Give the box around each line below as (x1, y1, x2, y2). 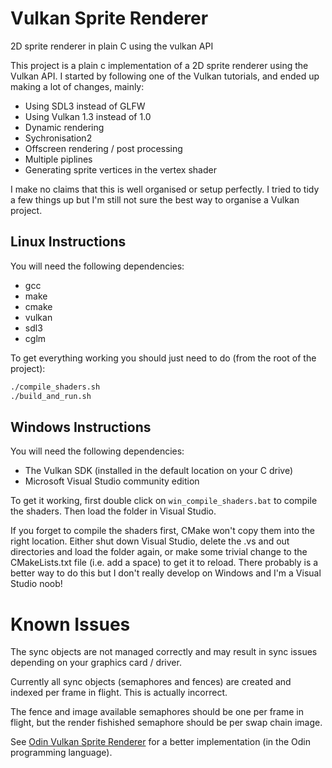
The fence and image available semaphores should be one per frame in (10, 706, 304, 718)
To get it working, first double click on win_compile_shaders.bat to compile (10, 495, 318, 507)
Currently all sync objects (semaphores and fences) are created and (10, 676, 292, 688)
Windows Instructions (10, 418, 152, 436)
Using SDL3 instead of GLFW (24, 100, 146, 112)
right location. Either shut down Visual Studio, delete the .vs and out (10, 535, 290, 547)
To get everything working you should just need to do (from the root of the (10, 352, 317, 364)
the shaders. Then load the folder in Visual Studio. (10, 505, 217, 517)
